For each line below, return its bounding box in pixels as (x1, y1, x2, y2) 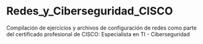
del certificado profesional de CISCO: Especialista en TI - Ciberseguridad (6, 30, 190, 37)
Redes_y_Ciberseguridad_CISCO (6, 4, 173, 18)
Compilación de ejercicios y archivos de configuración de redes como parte (6, 24, 197, 31)
